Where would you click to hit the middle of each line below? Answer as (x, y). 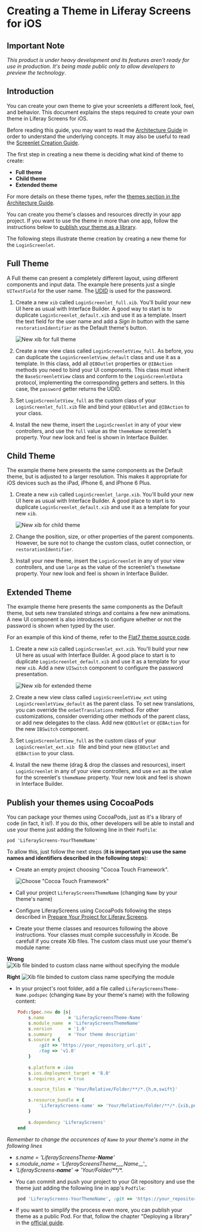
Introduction (30, 92)
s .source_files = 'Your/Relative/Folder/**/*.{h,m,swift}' (103, 1089)
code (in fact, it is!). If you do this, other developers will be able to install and (101, 823)
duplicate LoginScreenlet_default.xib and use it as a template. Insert (101, 315)
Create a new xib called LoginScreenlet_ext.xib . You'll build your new (102, 649)
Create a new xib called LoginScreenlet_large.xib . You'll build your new (105, 495)
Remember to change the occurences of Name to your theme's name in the (98, 1139)
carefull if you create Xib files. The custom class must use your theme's (103, 941)
